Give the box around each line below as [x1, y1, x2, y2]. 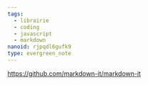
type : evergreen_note [7, 50, 72, 57]
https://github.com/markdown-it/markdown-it [7, 69, 141, 78]
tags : [7, 10, 23, 18]
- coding [14, 23, 40, 30]
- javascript [14, 30, 53, 38]
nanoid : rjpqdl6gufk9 [7, 43, 72, 50]
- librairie [14, 17, 50, 24]
